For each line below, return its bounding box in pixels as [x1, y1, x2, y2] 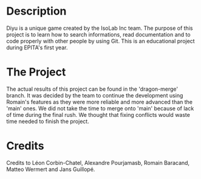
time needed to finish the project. [6, 118, 89, 125]
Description [6, 4, 67, 18]
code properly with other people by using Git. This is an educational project [6, 37, 196, 44]
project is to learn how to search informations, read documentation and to [6, 30, 191, 38]
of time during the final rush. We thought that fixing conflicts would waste [6, 111, 190, 118]
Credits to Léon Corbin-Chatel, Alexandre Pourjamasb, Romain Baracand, [6, 159, 190, 166]
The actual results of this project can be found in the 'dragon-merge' [6, 85, 178, 93]
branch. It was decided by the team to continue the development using [6, 91, 183, 99]
